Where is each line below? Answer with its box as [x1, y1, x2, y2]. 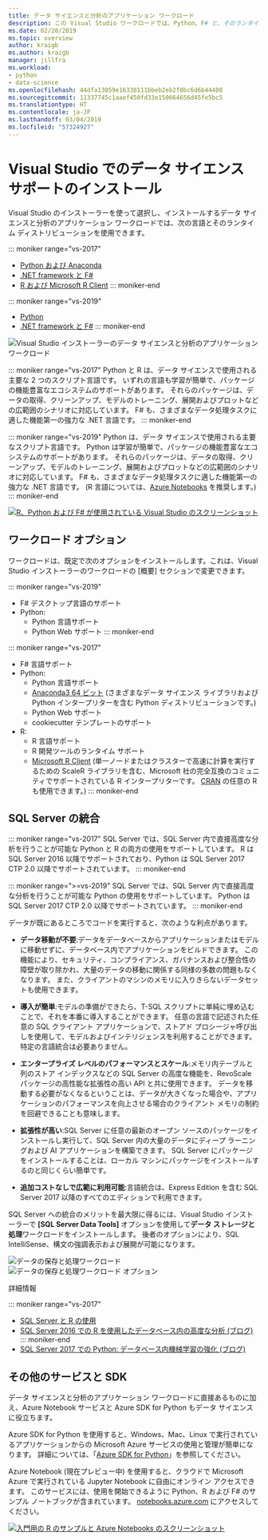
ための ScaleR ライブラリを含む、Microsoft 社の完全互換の [38, 766, 232, 776]
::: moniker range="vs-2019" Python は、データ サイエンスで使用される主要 [8, 432, 257, 442]
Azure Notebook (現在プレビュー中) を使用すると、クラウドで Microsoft [8, 1467, 244, 1476]
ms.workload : [8, 64, 52, 72]
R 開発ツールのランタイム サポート [31, 746, 146, 756]
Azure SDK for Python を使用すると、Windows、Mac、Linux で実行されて [8, 1430, 251, 1439]
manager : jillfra [8, 57, 66, 65]
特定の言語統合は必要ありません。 [19, 1042, 132, 1051]
